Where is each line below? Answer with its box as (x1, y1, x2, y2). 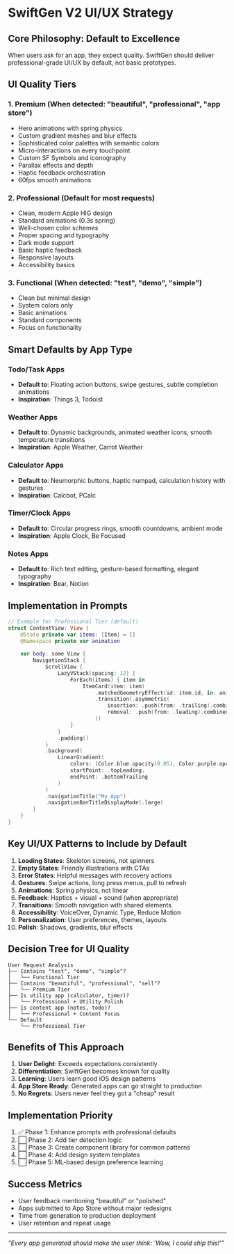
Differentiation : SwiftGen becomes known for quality (17, 1067, 171, 1076)
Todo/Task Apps (8, 364, 65, 374)
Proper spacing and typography (17, 231, 110, 239)
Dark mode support (17, 238, 74, 246)
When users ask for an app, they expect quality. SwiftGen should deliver (8, 51, 215, 59)
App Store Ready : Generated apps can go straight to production (17, 1082, 202, 1090)
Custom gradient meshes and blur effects (17, 131, 137, 140)
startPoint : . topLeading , (69, 767, 145, 774)
